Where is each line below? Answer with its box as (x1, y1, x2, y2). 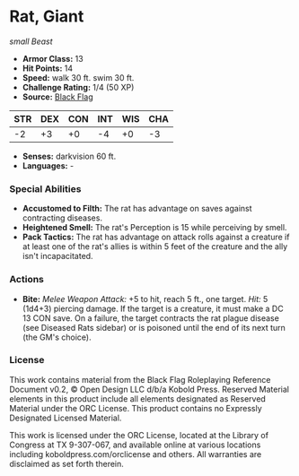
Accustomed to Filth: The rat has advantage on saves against (22, 203, 253, 214)
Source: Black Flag (22, 91, 93, 102)
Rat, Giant (9, 6, 84, 27)
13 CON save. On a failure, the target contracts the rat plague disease (22, 312, 280, 324)
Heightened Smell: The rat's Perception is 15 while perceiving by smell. (22, 222, 287, 233)
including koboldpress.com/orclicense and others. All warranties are (9, 448, 262, 459)
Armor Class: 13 (22, 53, 84, 64)
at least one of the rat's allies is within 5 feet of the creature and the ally (22, 241, 288, 252)
